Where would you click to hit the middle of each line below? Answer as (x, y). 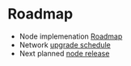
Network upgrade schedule (65, 44)
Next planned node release (64, 53)
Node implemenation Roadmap (71, 36)
